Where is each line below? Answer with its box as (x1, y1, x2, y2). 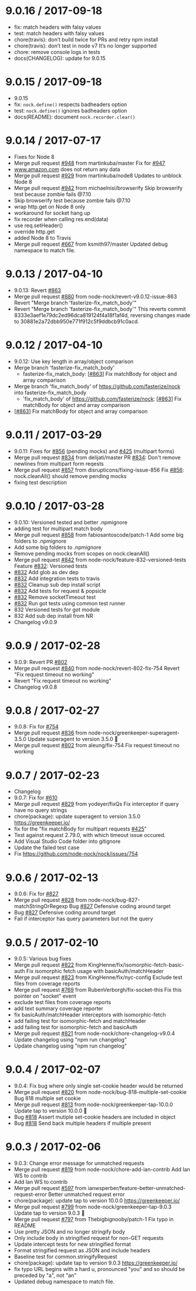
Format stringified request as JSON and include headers (13, 1247, 151, 1254)
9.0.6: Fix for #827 (13, 890, 59, 897)
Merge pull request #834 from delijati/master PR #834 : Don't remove (13, 453, 181, 461)
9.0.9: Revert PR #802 (13, 658, 68, 665)
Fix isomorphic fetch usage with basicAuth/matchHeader (26, 968, 164, 975)
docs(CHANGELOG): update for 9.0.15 (13, 55, 106, 62)
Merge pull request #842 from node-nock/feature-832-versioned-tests (13, 556, 187, 563)
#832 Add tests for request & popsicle (13, 587, 107, 594)
